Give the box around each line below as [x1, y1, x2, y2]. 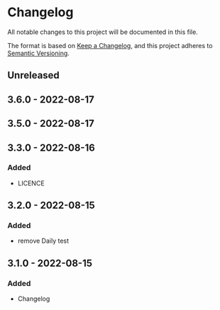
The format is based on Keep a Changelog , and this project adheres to [7, 41, 213, 50]
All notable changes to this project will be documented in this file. [7, 28, 199, 36]
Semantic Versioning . [7, 49, 70, 57]
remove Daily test [17, 236, 70, 245]
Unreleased [7, 69, 60, 81]
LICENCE [17, 178, 45, 188]
